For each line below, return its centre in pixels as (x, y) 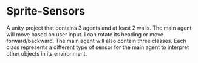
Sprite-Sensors (46, 11)
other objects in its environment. (47, 53)
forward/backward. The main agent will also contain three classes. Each (96, 41)
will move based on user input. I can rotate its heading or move (85, 34)
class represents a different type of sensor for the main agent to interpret (98, 47)
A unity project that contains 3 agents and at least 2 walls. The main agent (99, 28)
